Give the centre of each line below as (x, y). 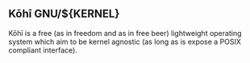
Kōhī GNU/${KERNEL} (64, 14)
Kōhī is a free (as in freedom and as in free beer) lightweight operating (125, 33)
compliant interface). (43, 50)
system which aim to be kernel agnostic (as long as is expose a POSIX (125, 41)
